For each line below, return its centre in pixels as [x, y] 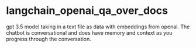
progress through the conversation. [49, 39]
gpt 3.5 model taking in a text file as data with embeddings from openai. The [98, 27]
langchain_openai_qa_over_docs [87, 11]
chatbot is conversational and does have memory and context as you [89, 32]
